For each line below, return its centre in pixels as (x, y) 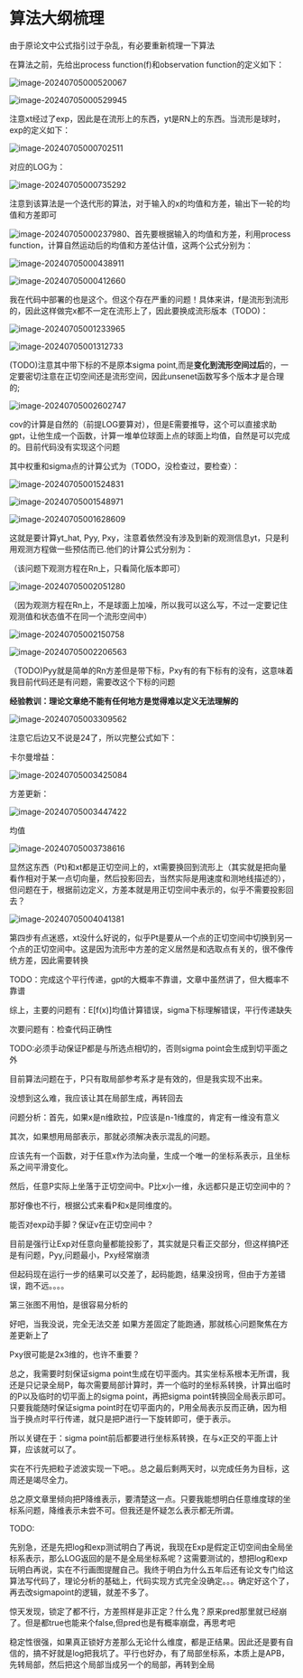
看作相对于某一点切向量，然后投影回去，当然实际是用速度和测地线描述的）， (150, 878)
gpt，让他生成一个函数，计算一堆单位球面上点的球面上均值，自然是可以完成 (150, 436)
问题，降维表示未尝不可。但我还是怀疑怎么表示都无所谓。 (132, 1510)
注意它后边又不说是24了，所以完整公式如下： (93, 737)
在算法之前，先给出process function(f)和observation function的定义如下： (147, 64)
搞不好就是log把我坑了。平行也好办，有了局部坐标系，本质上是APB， (161, 1653)
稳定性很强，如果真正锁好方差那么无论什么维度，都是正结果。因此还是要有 (147, 1642)
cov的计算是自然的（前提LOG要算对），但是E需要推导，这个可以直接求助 (143, 424)
